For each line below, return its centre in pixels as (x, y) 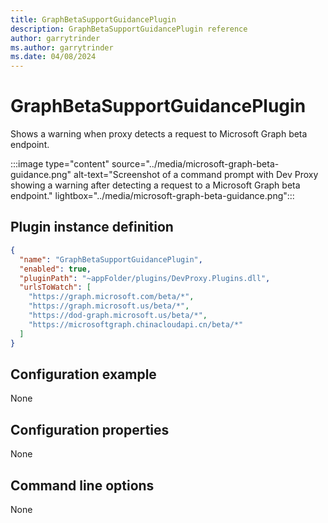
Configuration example (83, 374)
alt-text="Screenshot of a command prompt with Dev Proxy (196, 175)
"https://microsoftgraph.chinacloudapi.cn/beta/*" (136, 324)
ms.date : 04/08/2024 (53, 57)
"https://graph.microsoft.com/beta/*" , (111, 297)
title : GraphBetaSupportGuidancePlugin (93, 19)
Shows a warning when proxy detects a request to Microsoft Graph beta (159, 134)
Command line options (82, 485)
